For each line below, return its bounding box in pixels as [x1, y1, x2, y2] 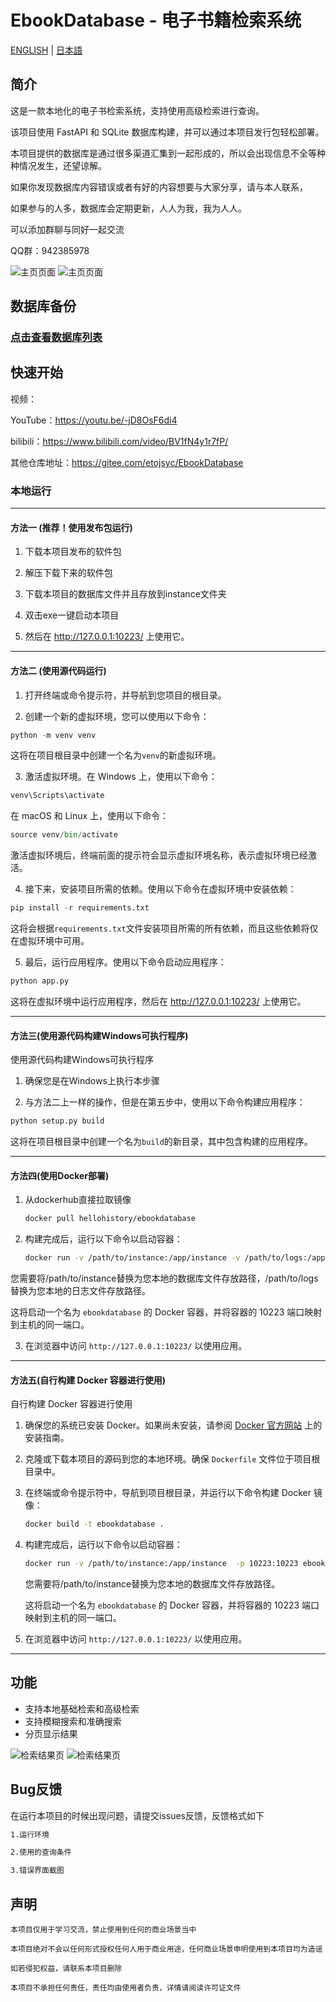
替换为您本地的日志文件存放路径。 [10, 1284, 151, 1296]
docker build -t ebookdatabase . [24, 1519, 165, 1530]
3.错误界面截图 [10, 1866, 65, 1876]
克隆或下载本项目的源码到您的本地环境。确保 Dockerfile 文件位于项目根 [24, 1453, 321, 1465]
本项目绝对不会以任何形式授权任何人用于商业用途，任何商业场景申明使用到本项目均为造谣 [10, 1944, 323, 1954]
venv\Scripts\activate [10, 791, 105, 801]
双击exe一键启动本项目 [24, 609, 120, 621]
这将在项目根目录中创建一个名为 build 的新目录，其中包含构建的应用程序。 [10, 1136, 313, 1148]
